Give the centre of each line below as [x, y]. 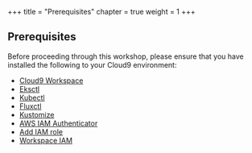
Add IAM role [41, 131]
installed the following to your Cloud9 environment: [92, 64]
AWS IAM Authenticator [58, 123]
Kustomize [37, 114]
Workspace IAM [46, 140]
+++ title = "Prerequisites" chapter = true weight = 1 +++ [102, 12]
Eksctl [29, 89]
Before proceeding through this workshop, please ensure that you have [126, 56]
